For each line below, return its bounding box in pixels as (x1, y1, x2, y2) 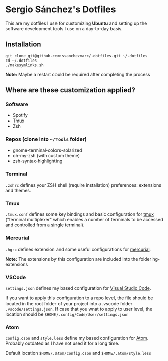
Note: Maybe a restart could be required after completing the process (5, 71, 150, 77)
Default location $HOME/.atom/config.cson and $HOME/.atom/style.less (5, 350, 151, 356)
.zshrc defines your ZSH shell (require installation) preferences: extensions (5, 182, 161, 188)
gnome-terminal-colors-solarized (12, 147, 82, 153)
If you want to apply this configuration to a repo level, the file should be (5, 295, 153, 301)
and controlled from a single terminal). (5, 222, 85, 228)
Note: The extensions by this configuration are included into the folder (5, 256, 152, 262)
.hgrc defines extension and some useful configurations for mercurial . (5, 246, 151, 252)
